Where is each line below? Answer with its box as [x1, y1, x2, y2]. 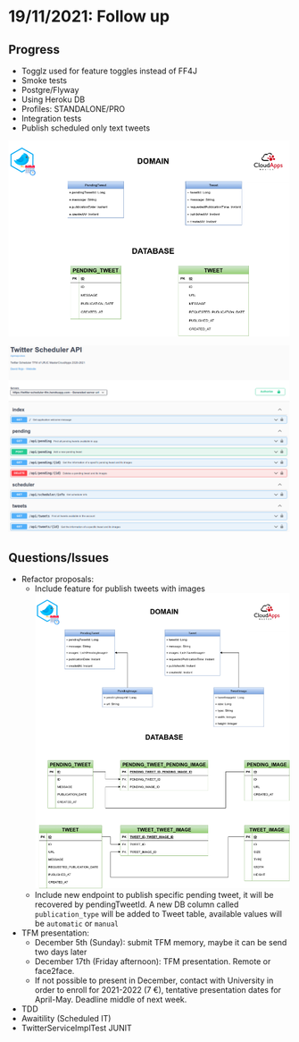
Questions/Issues [8, 550, 109, 565]
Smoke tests [21, 75, 68, 86]
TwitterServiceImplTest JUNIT [21, 1022, 133, 1034]
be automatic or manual [34, 919, 120, 929]
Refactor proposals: [21, 574, 95, 585]
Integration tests [21, 114, 82, 123]
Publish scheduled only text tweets [21, 123, 151, 133]
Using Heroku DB [21, 94, 86, 105]
